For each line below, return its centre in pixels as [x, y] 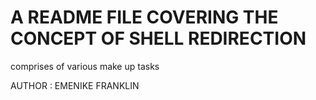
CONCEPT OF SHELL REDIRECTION [158, 38]
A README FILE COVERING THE [144, 17]
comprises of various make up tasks [85, 66]
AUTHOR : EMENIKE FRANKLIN [75, 85]
